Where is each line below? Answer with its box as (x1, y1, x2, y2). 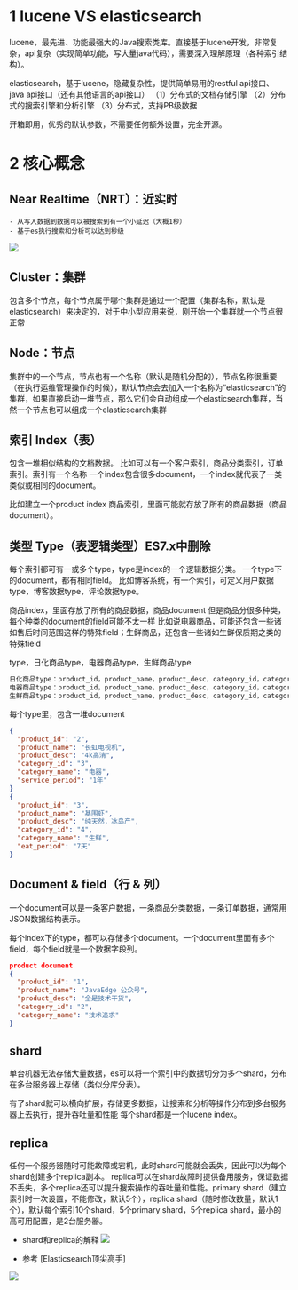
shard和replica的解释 (21, 1235, 99, 1246)
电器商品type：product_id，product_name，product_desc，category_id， (9, 683, 263, 692)
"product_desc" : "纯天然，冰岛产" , (17, 817, 139, 826)
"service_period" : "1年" (17, 776, 108, 785)
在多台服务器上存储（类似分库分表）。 (9, 1079, 145, 1090)
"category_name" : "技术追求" (17, 1010, 120, 1019)
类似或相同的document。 (9, 480, 101, 490)
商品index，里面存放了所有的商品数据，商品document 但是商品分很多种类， (9, 605, 286, 616)
